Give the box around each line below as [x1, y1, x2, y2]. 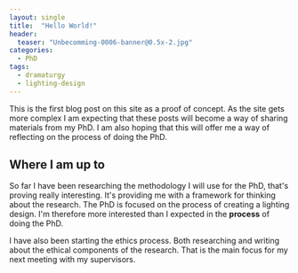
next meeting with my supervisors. [9, 254, 136, 265]
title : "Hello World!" [9, 21, 98, 30]
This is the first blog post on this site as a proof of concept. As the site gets [9, 103, 285, 113]
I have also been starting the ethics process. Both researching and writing [9, 236, 280, 246]
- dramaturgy [17, 71, 66, 80]
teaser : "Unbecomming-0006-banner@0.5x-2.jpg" [17, 37, 193, 47]
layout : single [9, 12, 66, 22]
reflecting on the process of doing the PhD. [9, 131, 167, 142]
